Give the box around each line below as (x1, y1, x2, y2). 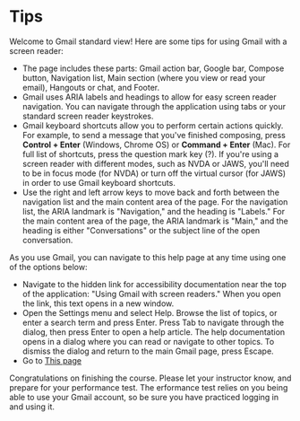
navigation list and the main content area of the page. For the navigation (21, 196, 288, 207)
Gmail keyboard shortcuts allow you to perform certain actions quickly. (21, 119, 284, 131)
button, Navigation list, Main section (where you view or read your (21, 72, 266, 83)
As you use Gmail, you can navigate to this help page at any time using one (9, 251, 287, 262)
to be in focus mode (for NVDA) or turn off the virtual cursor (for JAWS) (21, 168, 287, 179)
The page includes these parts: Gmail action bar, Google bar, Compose (21, 63, 285, 74)
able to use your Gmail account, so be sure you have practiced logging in (9, 391, 279, 402)
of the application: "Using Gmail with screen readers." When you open (21, 288, 282, 299)
